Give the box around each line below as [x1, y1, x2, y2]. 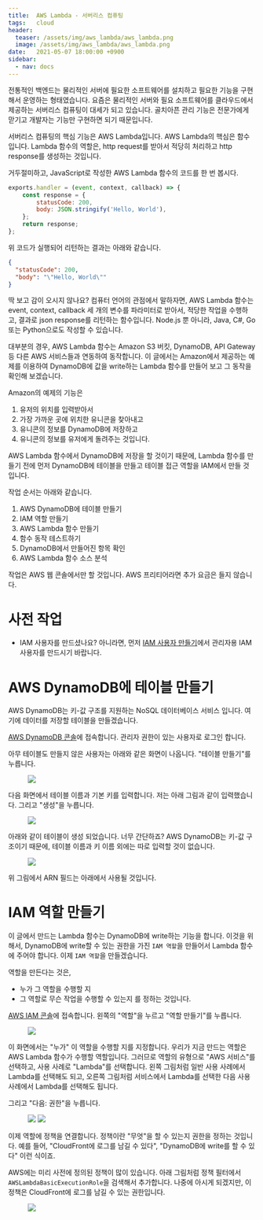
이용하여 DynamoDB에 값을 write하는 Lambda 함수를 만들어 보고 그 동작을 [22, 361, 252, 371]
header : [8, 26, 34, 34]
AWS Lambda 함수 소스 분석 [19, 553, 108, 563]
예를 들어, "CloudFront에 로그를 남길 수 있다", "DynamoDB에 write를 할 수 [18, 1141, 247, 1151]
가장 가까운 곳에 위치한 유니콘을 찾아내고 [19, 415, 144, 424]
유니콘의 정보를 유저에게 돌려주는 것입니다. [19, 434, 151, 444]
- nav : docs [15, 63, 55, 71]
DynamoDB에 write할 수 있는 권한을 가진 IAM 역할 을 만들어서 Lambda [24, 941, 239, 951]
